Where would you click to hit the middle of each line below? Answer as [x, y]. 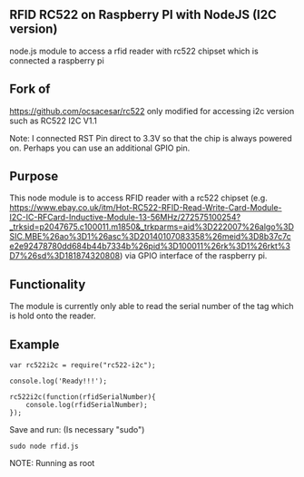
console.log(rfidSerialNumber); [87, 405]
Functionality [48, 284]
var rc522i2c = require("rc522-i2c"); [83, 365]
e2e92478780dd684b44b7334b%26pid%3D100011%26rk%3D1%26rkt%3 [150, 246]
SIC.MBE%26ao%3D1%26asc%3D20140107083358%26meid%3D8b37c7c [151, 237]
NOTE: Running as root [52, 463]
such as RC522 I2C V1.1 [53, 121]
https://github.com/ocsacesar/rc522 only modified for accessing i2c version [152, 111]
